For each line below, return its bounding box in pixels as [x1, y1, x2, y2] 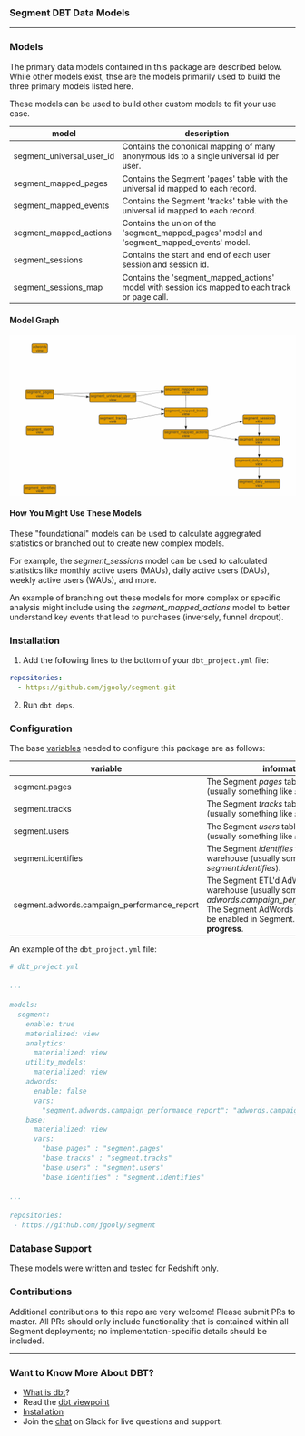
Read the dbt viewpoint [22, 1397, 110, 1407]
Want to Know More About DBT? [9, 1366, 154, 1379]
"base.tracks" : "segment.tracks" [42, 1154, 172, 1164]
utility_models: [25, 1058, 88, 1067]
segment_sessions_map [13, 282, 103, 292]
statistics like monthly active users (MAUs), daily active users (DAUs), [9, 565, 270, 576]
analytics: [25, 1038, 67, 1048]
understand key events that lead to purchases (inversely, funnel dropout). [9, 611, 284, 623]
